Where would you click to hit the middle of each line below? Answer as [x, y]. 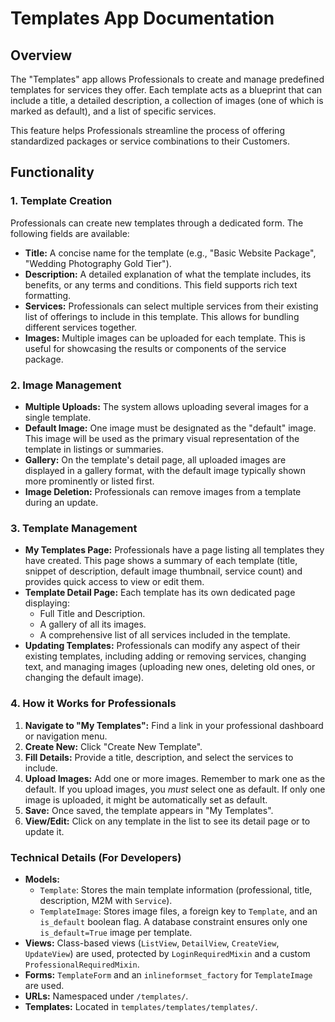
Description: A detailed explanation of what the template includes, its [168, 274]
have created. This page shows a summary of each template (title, [161, 561]
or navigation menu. [66, 736]
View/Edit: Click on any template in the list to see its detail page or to [167, 821]
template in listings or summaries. [94, 449]
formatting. [48, 295]
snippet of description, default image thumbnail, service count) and [163, 571]
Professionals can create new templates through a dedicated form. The [157, 223]
